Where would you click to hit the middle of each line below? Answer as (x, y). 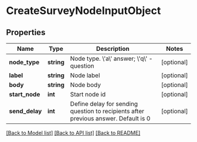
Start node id (88, 94)
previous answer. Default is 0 (110, 118)
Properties (26, 32)
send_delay (26, 111)
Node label (85, 75)
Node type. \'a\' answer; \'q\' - (111, 58)
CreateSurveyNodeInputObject (84, 11)
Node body (86, 85)
